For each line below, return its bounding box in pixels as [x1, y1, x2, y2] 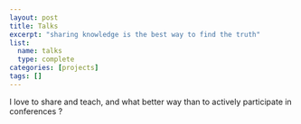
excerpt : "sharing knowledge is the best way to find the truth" [9, 30, 260, 39]
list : [9, 38, 30, 48]
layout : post [9, 13, 59, 22]
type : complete [17, 55, 75, 64]
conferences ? [9, 105, 63, 117]
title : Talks [9, 22, 59, 31]
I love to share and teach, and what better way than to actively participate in [9, 96, 292, 107]
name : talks [17, 47, 63, 56]
